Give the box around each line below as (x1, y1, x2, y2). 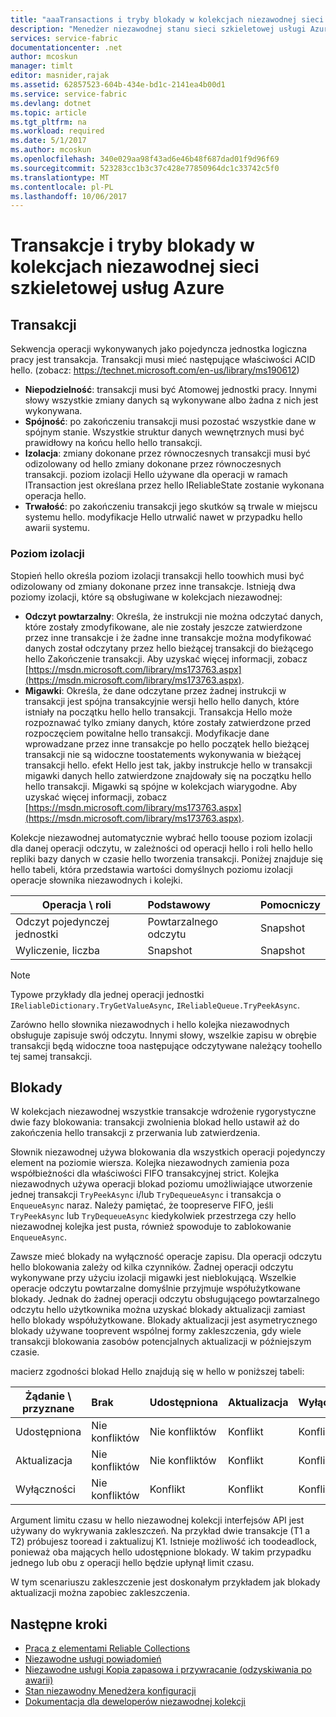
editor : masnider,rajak (10, 71, 110, 81)
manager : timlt (10, 61, 74, 71)
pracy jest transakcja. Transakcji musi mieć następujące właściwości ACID (10, 354, 316, 366)
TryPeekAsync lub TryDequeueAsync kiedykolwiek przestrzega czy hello (10, 1210, 297, 1222)
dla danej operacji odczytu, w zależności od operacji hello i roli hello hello (10, 842, 313, 854)
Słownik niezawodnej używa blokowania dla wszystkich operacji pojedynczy (10, 1146, 326, 1158)
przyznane (22, 1402, 75, 1416)
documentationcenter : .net (10, 42, 123, 53)
